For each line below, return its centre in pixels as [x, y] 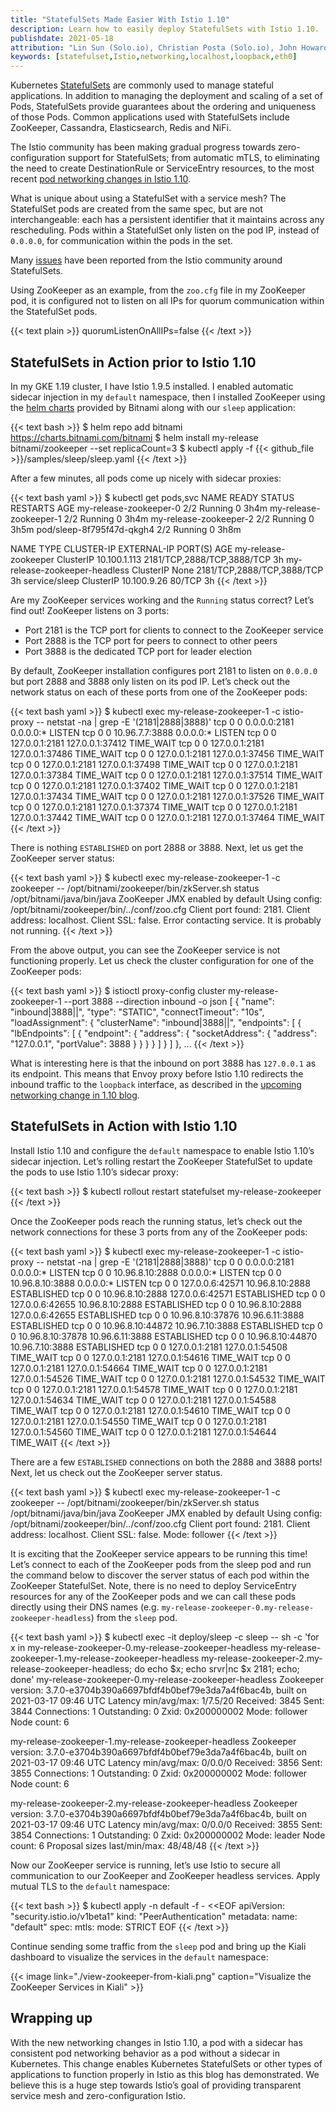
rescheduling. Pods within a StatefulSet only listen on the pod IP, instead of [165, 230]
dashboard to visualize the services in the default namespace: [139, 1957]
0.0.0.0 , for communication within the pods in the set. [121, 241]
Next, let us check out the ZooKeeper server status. [116, 1472]
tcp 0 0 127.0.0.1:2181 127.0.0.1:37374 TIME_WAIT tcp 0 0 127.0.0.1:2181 [154, 807]
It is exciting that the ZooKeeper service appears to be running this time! [159, 1553]
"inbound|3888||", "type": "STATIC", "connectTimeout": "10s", [137, 1012]
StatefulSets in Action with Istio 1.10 [124, 1126]
